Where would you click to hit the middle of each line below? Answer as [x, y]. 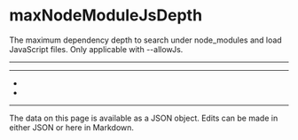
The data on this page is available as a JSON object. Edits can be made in [144, 118]
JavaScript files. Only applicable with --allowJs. [96, 49]
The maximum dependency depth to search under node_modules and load [145, 40]
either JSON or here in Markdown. [72, 127]
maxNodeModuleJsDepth [106, 16]
